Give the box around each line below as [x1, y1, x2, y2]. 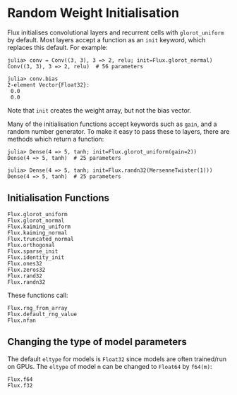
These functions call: [7, 291, 68, 299]
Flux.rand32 [7, 272, 42, 280]
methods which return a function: [7, 134, 104, 143]
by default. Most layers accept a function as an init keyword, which [7, 35, 206, 44]
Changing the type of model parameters [7, 336, 187, 348]
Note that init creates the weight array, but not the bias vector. [7, 106, 192, 114]
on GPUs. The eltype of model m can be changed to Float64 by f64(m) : [7, 362, 212, 370]
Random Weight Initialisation [7, 5, 180, 21]
